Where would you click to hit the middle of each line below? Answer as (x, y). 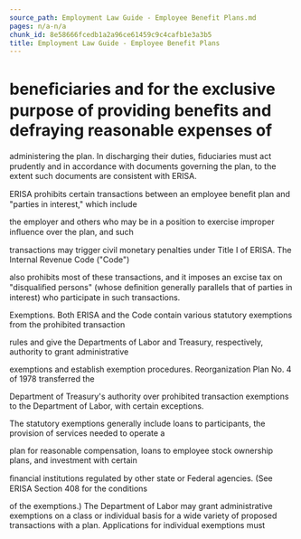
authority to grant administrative (69, 352)
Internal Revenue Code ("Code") (70, 260)
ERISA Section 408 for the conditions (78, 488)
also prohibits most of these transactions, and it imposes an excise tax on (146, 278)
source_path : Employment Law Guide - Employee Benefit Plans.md (133, 18)
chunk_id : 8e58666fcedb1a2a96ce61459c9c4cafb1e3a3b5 (111, 34)
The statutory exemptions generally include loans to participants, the (137, 424)
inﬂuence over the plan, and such (71, 232)
